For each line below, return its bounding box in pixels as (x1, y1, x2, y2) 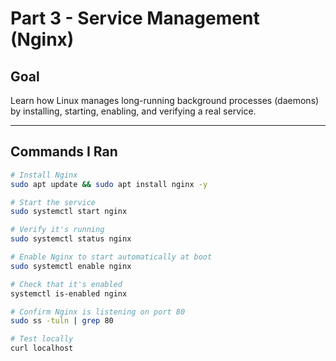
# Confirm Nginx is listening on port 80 (10, 307, 186, 317)
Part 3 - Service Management (10, 7, 260, 30)
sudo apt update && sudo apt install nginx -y (10, 179, 208, 189)
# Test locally (10, 334, 74, 344)
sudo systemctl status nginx (10, 234, 132, 244)
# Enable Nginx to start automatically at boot (10, 252, 213, 262)
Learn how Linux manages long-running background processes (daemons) (10, 95, 320, 106)
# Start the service (10, 197, 97, 207)
